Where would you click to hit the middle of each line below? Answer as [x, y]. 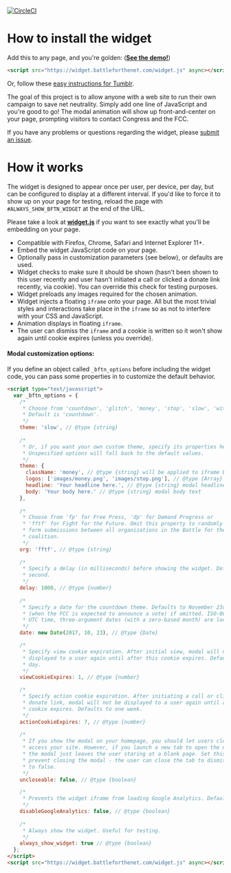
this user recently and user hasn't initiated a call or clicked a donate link [119, 279]
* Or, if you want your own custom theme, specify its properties [119, 447]
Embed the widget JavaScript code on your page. [87, 250]
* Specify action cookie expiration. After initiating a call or [118, 696]
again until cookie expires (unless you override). [85, 337]
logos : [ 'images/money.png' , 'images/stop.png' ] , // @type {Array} [124, 479]
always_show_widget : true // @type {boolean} [86, 843]
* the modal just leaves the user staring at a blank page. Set [117, 754]
